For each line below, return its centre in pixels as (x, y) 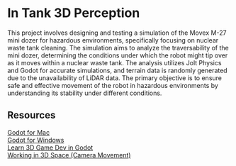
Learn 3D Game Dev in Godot (50, 148)
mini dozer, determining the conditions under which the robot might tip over (118, 55)
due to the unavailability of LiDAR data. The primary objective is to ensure (114, 78)
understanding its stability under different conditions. (85, 93)
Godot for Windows (36, 140)
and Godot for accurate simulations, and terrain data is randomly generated (118, 70)
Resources (32, 115)
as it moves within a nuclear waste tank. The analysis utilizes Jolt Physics (114, 62)
